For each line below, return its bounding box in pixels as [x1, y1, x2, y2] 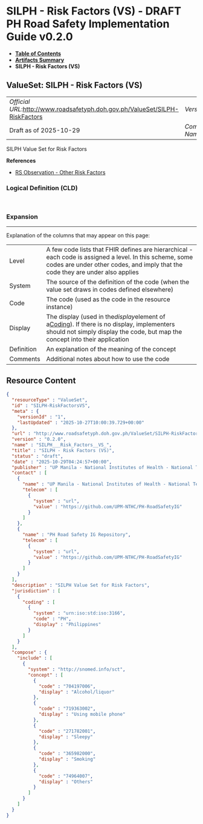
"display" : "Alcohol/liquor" [38, 689, 115, 695]
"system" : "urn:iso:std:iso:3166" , [33, 610, 126, 616]
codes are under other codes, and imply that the [46, 261, 183, 269]
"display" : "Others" [38, 779, 94, 785]
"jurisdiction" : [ [11, 587, 61, 594]
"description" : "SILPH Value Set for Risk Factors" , [11, 582, 150, 588]
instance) [46, 303, 73, 311]
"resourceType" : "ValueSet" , [11, 397, 88, 403]
